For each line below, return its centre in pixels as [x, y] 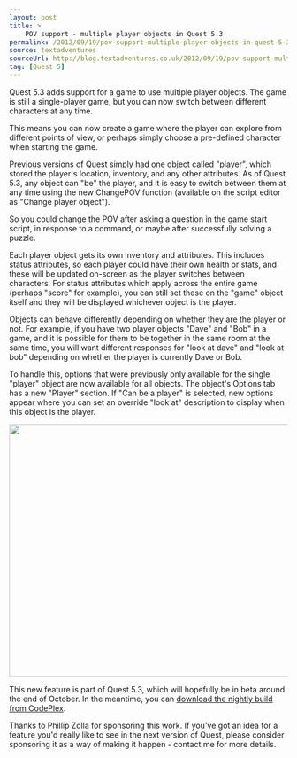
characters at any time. [51, 111]
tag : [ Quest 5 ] [37, 67]
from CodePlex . [38, 708]
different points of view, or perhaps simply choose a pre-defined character [145, 137]
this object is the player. [53, 411]
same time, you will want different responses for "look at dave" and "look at [147, 348]
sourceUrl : [29, 59]
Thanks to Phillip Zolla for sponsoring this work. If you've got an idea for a [144, 725]
